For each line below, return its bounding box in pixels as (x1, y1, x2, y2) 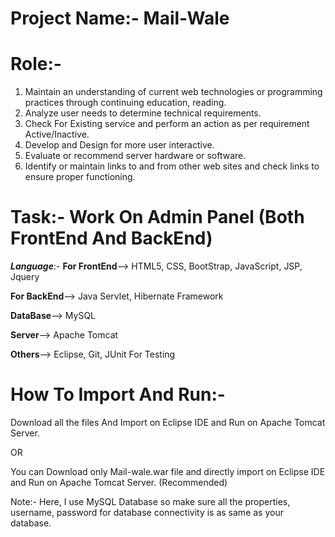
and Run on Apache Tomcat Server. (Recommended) (10, 477, 228, 488)
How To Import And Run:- (10, 383, 226, 406)
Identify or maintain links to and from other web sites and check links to (24, 160, 320, 172)
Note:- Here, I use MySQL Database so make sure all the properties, (10, 496, 291, 507)
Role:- (10, 53, 62, 76)
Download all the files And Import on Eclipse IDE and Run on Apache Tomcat (10, 417, 326, 428)
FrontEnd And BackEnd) (10, 227, 213, 250)
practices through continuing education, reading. (24, 97, 227, 109)
